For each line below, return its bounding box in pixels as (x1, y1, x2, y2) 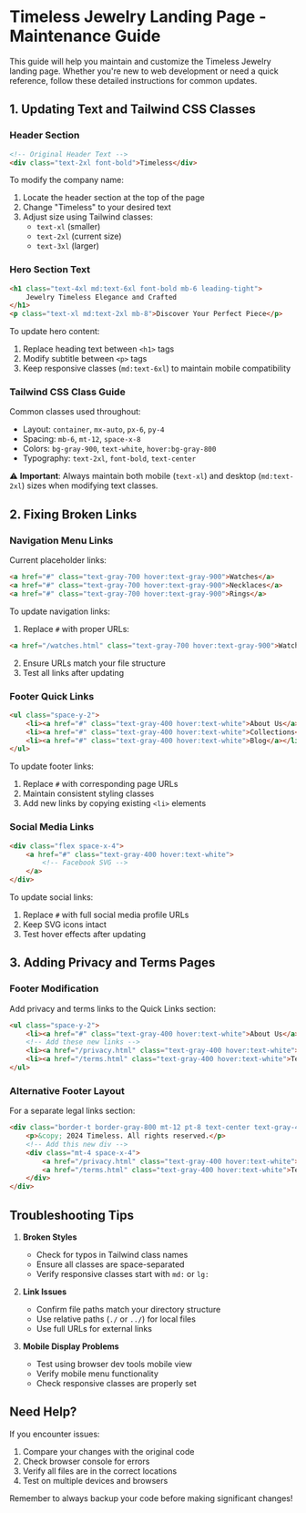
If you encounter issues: (9, 1428, 100, 1439)
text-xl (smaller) (36, 221, 101, 232)
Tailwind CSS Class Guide (9, 385, 126, 398)
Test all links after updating (22, 667, 125, 678)
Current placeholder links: (9, 555, 107, 566)
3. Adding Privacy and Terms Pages (9, 955, 216, 971)
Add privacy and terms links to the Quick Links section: (9, 1003, 217, 1014)
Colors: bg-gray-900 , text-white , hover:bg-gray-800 (22, 444, 217, 455)
